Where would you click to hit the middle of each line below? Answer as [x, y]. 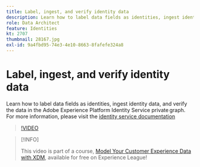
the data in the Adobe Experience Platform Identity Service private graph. [96, 110]
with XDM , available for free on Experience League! [84, 157]
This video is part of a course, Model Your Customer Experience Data [106, 151]
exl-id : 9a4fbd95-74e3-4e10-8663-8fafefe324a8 [65, 45]
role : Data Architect [33, 23]
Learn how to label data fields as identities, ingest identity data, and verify [97, 103]
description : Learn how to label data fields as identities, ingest [93, 17]
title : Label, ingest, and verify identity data [68, 12]
